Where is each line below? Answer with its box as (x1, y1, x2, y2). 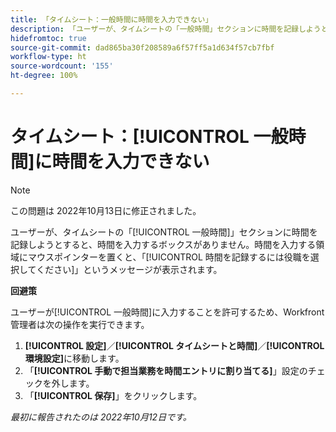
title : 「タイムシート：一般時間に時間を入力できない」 (10, 14, 213, 25)
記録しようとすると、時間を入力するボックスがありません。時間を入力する (10, 238, 317, 250)
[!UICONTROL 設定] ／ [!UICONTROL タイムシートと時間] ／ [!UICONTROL (24, 339, 325, 351)
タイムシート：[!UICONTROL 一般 (10, 126, 289, 148)
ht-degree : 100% (10, 71, 78, 81)
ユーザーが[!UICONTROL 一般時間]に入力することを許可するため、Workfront (10, 306, 325, 318)
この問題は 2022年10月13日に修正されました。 (10, 204, 202, 216)
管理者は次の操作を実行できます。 (10, 318, 150, 330)
